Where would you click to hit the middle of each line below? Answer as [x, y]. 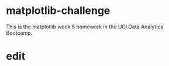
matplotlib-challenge [58, 11]
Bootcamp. [19, 32]
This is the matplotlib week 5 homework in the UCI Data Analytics [85, 27]
